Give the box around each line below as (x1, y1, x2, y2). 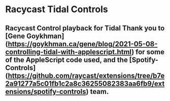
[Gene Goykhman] (5, 31, 64, 40)
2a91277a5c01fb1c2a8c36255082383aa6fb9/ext (5, 79, 165, 88)
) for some (131, 47, 165, 56)
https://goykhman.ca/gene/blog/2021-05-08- (8, 40, 158, 48)
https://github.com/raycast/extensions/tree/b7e (8, 71, 165, 80)
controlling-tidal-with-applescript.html (5, 47, 132, 56)
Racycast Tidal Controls (5, 4, 108, 15)
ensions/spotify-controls (5, 87, 86, 96)
